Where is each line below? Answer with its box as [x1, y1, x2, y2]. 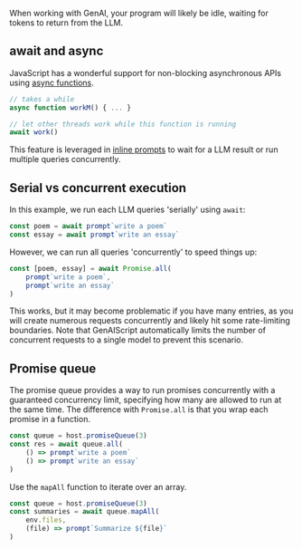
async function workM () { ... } [9, 103, 131, 112]
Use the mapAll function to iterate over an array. [9, 481, 187, 492]
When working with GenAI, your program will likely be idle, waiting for [9, 8, 269, 18]
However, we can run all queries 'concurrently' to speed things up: [9, 246, 258, 257]
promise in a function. [9, 414, 90, 425]
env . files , [25, 515, 67, 525]
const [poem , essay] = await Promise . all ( [9, 264, 172, 273]
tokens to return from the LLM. [9, 17, 124, 28]
